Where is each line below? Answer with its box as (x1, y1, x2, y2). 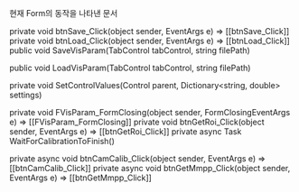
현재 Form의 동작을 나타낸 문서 (9, 8, 118, 18)
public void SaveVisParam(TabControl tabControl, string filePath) (9, 45, 250, 56)
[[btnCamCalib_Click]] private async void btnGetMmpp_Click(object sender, (9, 163, 291, 173)
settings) (9, 89, 42, 100)
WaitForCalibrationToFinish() (9, 136, 116, 146)
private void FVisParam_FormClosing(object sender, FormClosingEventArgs (9, 107, 291, 117)
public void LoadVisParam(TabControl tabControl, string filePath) (9, 62, 251, 73)
